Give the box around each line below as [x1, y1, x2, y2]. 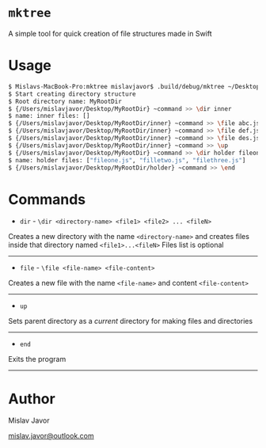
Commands [8, 190, 86, 208]
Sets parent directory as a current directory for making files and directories [8, 317, 253, 326]
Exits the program [8, 355, 66, 364]
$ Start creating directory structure [8, 89, 136, 98]
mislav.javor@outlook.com [8, 431, 95, 441]
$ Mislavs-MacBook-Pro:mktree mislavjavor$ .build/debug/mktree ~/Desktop [8, 82, 260, 90]
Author [8, 389, 55, 408]
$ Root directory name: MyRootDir [8, 97, 123, 105]
